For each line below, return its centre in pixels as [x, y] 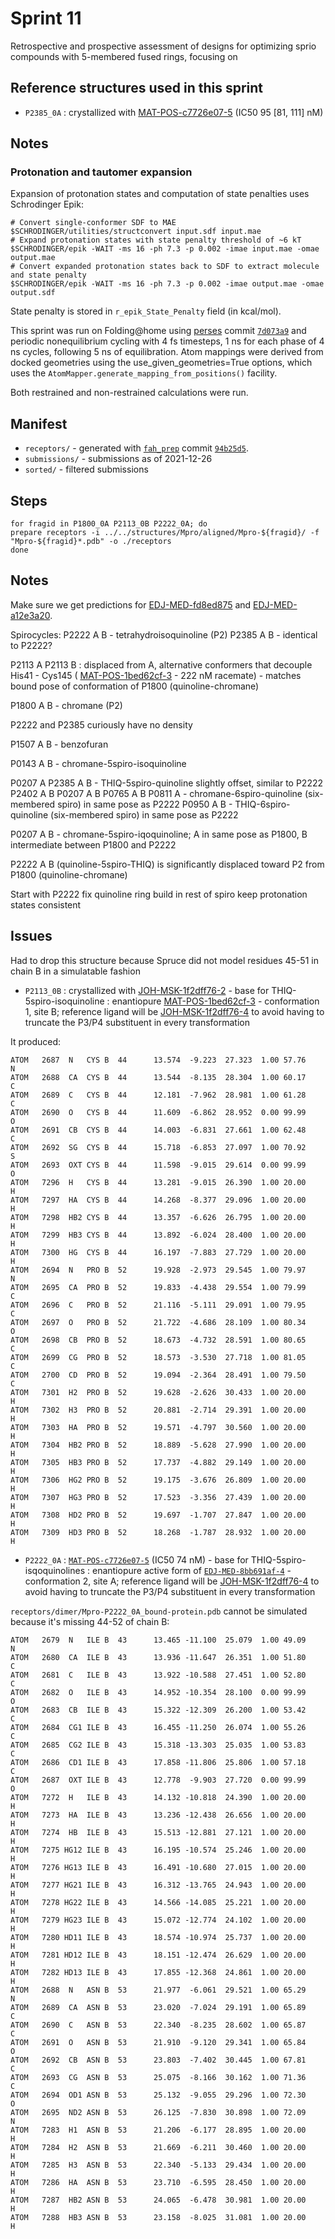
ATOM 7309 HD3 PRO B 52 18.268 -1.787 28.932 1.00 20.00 [158, 1532]
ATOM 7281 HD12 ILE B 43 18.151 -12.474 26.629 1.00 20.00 [158, 1955]
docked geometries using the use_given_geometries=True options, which [161, 363]
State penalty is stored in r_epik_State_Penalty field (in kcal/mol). [146, 311]
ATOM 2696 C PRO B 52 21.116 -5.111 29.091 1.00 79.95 [158, 1305]
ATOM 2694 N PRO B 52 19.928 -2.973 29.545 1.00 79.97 [158, 1270]
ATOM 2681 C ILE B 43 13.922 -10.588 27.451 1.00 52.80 [158, 1675]
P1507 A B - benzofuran [59, 744]
